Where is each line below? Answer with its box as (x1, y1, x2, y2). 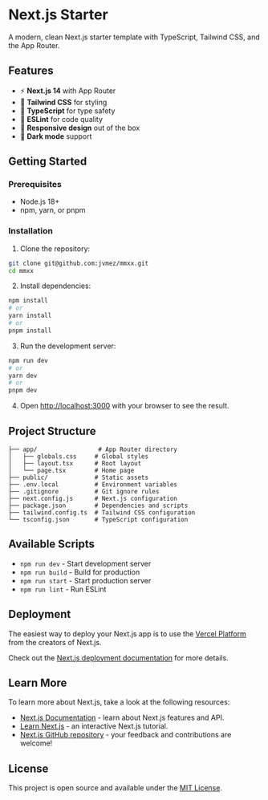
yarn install (8, 311, 52, 320)
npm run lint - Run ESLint (19, 584, 107, 594)
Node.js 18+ (19, 197, 60, 206)
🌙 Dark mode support (19, 131, 92, 141)
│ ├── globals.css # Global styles (8, 453, 149, 461)
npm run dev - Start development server (19, 558, 152, 568)
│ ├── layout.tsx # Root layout (8, 460, 142, 468)
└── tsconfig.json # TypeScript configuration (8, 516, 189, 524)
